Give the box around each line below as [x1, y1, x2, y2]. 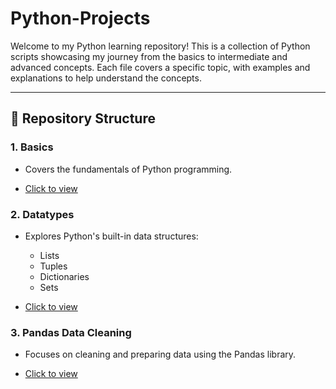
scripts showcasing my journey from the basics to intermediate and [10, 50, 288, 62]
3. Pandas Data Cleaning [10, 325, 132, 339]
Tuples [39, 260, 68, 272]
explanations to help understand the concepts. [10, 72, 202, 84]
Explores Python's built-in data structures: [24, 230, 199, 242]
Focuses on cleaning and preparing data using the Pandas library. [24, 348, 297, 361]
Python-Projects [10, 7, 151, 30]
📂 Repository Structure [10, 110, 156, 127]
